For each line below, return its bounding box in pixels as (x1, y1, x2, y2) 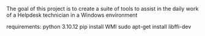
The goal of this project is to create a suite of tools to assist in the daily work (6, 5, 199, 12)
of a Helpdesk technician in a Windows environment (6, 11, 138, 19)
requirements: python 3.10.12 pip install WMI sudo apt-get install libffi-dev (6, 23, 192, 30)
